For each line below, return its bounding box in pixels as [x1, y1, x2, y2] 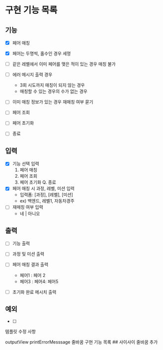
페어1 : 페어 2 [19, 272, 46, 278]
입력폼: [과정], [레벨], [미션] [19, 192, 74, 198]
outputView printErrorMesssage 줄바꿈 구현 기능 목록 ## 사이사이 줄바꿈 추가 [5, 339, 158, 345]
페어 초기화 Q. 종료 [19, 179, 56, 185]
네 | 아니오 [19, 210, 40, 216]
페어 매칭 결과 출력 [12, 262, 49, 268]
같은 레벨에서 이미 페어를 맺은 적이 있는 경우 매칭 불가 [12, 61, 116, 67]
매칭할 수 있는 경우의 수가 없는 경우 [19, 88, 88, 94]
